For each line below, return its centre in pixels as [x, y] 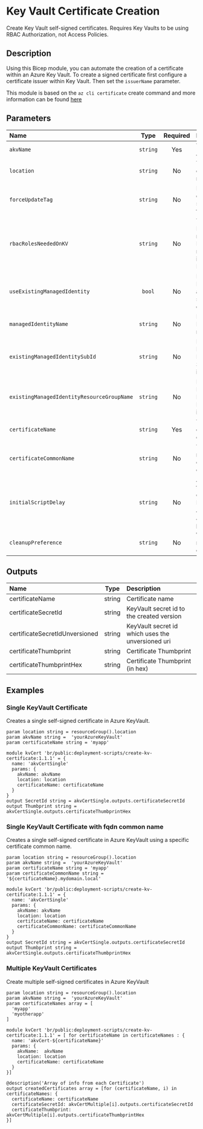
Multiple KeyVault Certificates [52, 968]
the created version [154, 616]
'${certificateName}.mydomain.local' [54, 879]
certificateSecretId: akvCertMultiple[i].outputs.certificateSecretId [102, 1104]
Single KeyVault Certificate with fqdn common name [85, 827]
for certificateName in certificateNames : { [127, 1035]
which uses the [148, 634]
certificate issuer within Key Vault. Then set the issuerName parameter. [94, 81]
